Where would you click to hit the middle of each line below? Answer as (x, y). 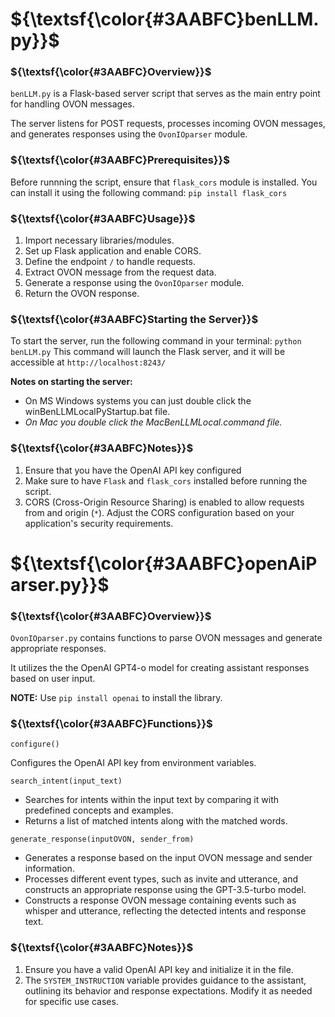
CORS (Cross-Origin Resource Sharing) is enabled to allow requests (164, 502)
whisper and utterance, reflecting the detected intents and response (165, 911)
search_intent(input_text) (66, 781)
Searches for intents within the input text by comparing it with (151, 800)
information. (49, 869)
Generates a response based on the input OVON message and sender (168, 858)
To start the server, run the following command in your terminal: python (156, 341)
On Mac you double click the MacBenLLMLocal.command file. (153, 422)
